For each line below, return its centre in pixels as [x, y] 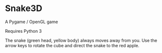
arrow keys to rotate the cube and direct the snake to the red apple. [72, 45]
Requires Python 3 [23, 31]
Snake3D [24, 8]
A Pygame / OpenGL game [31, 22]
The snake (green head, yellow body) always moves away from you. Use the [81, 40]
